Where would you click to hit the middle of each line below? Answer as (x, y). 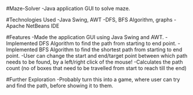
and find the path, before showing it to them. (60, 86)
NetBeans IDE (43, 26)
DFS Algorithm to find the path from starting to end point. (108, 43)
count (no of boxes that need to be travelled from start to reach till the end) (96, 68)
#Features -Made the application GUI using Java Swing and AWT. (85, 37)
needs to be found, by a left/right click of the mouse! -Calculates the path (94, 62)
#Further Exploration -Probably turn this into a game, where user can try (93, 79)
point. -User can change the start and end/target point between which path (97, 56)
